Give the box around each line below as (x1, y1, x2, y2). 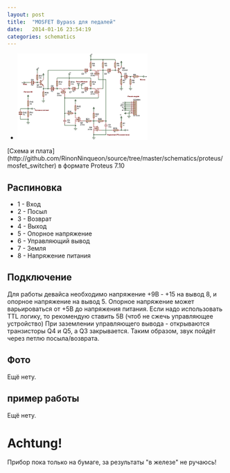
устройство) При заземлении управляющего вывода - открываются (7, 319, 210, 328)
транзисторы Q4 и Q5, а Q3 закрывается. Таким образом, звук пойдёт (7, 326, 216, 335)
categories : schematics (7, 33, 76, 40)
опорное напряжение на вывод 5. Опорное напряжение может (7, 297, 195, 305)
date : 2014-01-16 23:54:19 (7, 26, 91, 33)
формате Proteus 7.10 (63, 161, 125, 170)
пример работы (7, 393, 80, 404)
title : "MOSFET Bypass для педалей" (7, 18, 116, 26)
